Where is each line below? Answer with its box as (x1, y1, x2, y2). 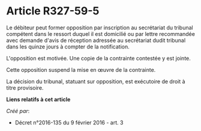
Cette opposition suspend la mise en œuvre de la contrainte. (6, 66, 156, 73)
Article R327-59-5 (6, 4, 100, 18)
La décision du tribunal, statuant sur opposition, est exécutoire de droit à (6, 78, 185, 85)
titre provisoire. (6, 84, 44, 91)
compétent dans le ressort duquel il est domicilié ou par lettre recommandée (6, 30, 195, 37)
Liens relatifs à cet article (6, 96, 71, 103)
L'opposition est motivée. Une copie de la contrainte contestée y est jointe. (6, 54, 191, 62)
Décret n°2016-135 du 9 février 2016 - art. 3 (14, 118, 124, 126)
